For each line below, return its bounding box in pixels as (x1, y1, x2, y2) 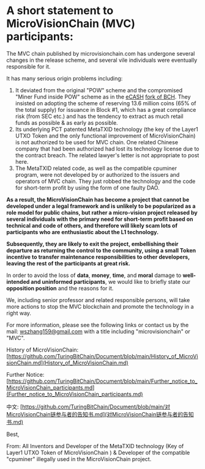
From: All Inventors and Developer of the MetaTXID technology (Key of (6, 442, 184, 449)
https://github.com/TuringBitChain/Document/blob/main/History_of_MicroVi (8, 352, 198, 360)
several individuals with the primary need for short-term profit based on (6, 215, 194, 223)
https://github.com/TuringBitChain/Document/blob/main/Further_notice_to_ (8, 377, 198, 385)
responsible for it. (6, 62, 51, 70)
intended (6, 278, 30, 285)
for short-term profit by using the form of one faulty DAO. (15, 184, 160, 191)
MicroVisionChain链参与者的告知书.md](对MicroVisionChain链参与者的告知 (6, 410, 194, 418)
